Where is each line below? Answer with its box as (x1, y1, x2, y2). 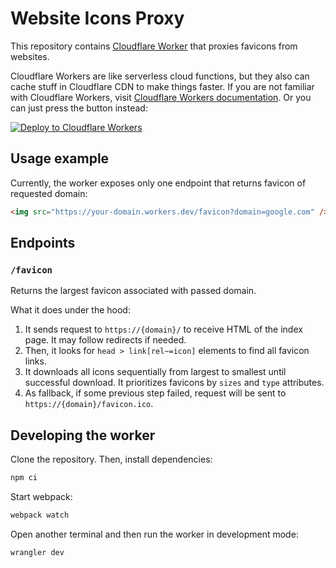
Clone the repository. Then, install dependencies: (10, 453, 213, 466)
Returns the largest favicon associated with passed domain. (10, 285, 257, 297)
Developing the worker (10, 427, 156, 444)
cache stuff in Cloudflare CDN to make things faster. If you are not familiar (10, 80, 315, 92)
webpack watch (10, 510, 70, 520)
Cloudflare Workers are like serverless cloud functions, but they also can (10, 70, 310, 82)
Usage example (10, 150, 110, 167)
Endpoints (10, 235, 76, 252)
